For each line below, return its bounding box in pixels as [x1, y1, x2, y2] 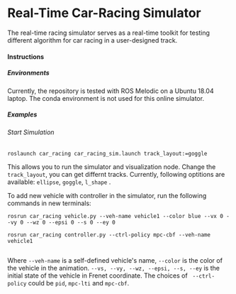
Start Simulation [7, 128, 55, 136]
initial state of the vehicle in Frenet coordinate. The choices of [7, 271, 188, 280]
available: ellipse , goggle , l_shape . [7, 178, 111, 186]
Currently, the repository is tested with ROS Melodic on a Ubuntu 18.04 [7, 87, 214, 95]
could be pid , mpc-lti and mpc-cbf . [28, 279, 130, 288]
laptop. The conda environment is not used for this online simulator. [7, 94, 204, 102]
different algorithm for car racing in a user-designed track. [7, 36, 178, 44]
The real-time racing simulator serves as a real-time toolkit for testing [7, 28, 210, 37]
